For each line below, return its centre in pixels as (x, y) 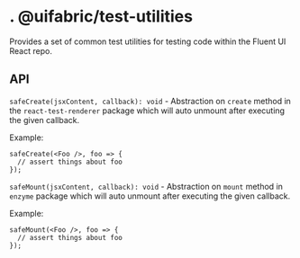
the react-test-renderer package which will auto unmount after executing (147, 111)
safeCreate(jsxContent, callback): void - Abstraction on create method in (150, 101)
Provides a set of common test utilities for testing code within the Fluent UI (148, 41)
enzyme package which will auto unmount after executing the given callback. (150, 196)
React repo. (31, 50)
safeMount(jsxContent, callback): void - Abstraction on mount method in (146, 186)
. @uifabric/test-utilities (101, 17)
